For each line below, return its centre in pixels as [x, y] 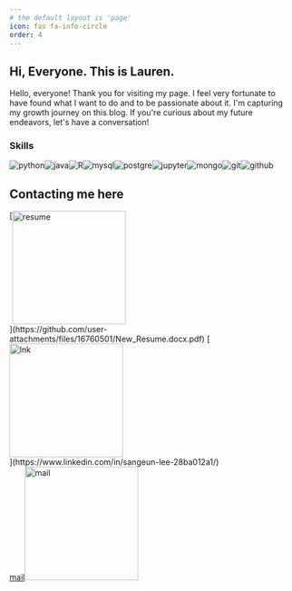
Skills [22, 146]
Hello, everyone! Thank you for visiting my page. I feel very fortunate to [143, 94]
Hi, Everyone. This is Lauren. [92, 71]
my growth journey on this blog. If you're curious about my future [131, 113]
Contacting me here [67, 194]
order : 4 [26, 34]
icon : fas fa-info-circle [58, 26]
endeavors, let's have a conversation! [79, 123]
